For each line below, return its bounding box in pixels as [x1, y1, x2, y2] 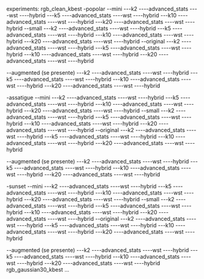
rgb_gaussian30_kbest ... [6, 266, 69, 273]
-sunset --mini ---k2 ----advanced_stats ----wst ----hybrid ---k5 [6, 183, 172, 190]
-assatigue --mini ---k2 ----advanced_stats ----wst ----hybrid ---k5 [6, 94, 179, 101]
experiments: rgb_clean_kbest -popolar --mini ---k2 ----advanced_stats [6, 6, 189, 12]
